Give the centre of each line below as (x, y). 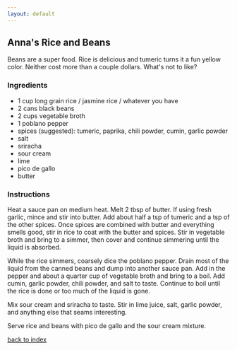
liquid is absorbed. (34, 247)
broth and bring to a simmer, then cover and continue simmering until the (114, 240)
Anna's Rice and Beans (59, 43)
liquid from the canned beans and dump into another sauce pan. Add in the (116, 269)
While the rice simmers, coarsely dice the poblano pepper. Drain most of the (118, 261)
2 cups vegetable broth (51, 116)
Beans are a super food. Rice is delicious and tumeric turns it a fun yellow (114, 59)
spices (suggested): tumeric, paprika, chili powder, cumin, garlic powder (123, 131)
